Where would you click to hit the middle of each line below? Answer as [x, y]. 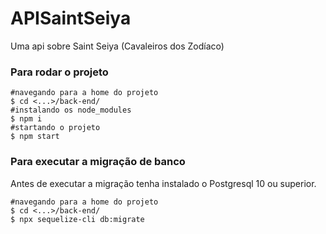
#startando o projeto [55, 128]
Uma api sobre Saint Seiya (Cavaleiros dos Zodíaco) [117, 46]
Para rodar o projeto [59, 72]
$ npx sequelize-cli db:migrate [77, 219]
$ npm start [35, 137]
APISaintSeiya [71, 18]
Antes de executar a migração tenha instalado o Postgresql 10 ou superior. [163, 183]
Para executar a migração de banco [98, 162]
